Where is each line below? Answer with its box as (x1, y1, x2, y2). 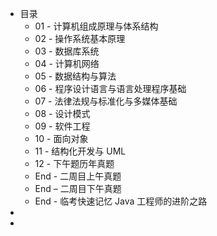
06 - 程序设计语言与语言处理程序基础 (34, 83, 187, 94)
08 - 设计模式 (34, 108, 91, 119)
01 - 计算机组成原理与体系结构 (34, 20, 159, 32)
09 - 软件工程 (34, 120, 91, 132)
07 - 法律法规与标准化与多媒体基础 (34, 95, 178, 107)
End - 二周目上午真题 (34, 170, 122, 182)
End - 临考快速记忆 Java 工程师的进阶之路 (34, 195, 208, 207)
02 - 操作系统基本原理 (34, 33, 126, 44)
